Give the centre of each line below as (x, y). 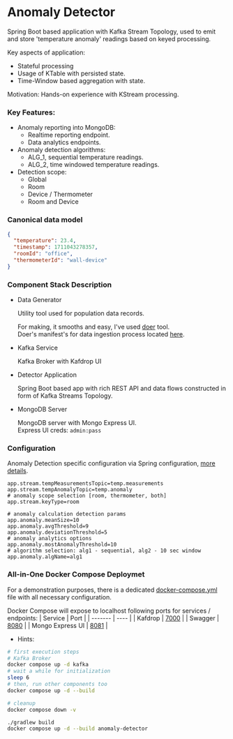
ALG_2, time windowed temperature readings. (93, 165)
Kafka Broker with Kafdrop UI (59, 361)
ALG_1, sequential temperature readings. (85, 157)
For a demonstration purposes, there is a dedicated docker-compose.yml (112, 590)
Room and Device (53, 202)
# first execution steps (43, 652)
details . (18, 471)
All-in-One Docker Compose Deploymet (76, 574)
